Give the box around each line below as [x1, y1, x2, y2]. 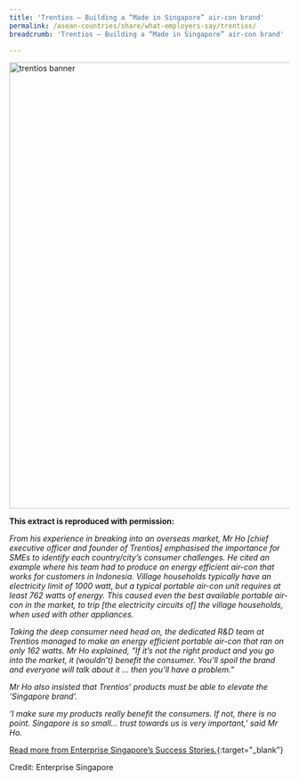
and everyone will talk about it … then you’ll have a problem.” [9, 664, 235, 675]
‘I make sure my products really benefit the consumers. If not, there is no [9, 709, 277, 719]
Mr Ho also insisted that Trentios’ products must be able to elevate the [9, 682, 269, 693]
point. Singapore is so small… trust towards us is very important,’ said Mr [9, 718, 279, 728]
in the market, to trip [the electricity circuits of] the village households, [25, 600, 284, 611]
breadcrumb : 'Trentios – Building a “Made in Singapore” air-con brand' [9, 29, 285, 38]
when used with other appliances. [9, 609, 134, 620]
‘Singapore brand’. [9, 691, 77, 702]
